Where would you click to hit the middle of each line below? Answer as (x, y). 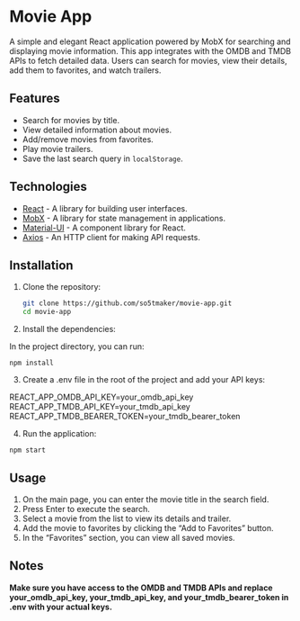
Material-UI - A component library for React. (104, 228)
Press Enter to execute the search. (86, 508)
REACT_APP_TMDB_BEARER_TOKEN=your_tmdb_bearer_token (125, 417)
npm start (28, 450)
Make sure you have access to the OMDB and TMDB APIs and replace (141, 588)
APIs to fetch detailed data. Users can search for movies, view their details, (148, 60)
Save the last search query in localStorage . (102, 158)
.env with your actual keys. (61, 607)
